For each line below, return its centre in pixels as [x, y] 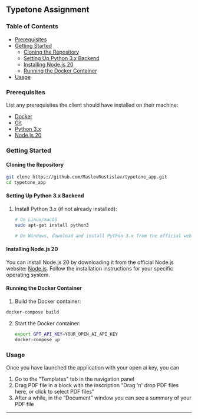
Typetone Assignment [48, 10]
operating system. [28, 275]
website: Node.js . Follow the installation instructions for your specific [90, 268]
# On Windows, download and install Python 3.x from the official [98, 236]
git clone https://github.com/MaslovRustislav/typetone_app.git [87, 177]
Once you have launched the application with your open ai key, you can [93, 368]
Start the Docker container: [47, 323]
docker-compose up [37, 339]
